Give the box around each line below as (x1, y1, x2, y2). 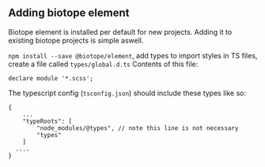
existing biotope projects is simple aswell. (8, 35, 144, 45)
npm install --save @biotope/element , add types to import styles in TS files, (8, 50, 258, 60)
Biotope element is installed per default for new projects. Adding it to (8, 27, 233, 36)
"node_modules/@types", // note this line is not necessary (36, 124, 239, 132)
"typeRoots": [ (22, 117, 73, 125)
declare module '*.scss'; (8, 74, 93, 82)
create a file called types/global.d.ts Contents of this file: (8, 59, 199, 69)
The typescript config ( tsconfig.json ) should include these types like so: (8, 88, 247, 98)
